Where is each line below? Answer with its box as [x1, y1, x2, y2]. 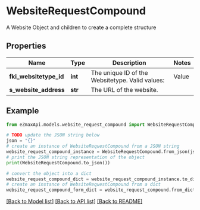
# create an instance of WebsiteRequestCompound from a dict [6, 182, 161, 187]
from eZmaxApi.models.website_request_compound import [6, 122, 145, 128]
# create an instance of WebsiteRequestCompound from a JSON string [6, 144, 180, 149]
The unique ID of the [90, 68, 148, 77]
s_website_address [9, 85, 65, 94]
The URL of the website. [90, 85, 158, 94]
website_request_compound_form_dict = [6, 187, 102, 193]
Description [112, 58, 146, 66]
